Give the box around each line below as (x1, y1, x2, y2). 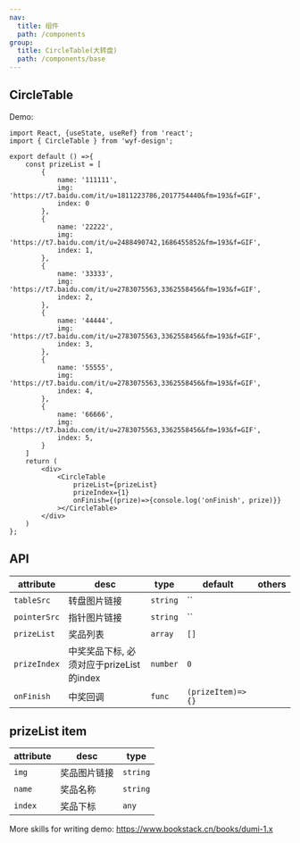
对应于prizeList (77, 658, 141, 671)
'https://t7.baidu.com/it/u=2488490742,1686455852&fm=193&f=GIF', (9, 238, 262, 246)
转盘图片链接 (68, 595, 122, 607)
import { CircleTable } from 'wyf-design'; (9, 136, 174, 146)
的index (68, 672, 101, 684)
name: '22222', (56, 222, 114, 231)
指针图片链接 (68, 611, 122, 623)
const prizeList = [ (25, 160, 102, 169)
